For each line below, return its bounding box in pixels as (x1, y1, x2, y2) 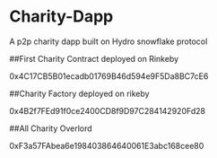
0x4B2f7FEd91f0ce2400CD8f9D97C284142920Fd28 (9, 105, 206, 116)
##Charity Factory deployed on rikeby (9, 88, 150, 99)
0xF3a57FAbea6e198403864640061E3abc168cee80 (9, 140, 204, 151)
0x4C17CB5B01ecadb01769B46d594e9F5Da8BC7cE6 (9, 70, 209, 82)
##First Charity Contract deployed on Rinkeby (9, 53, 179, 64)
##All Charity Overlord (9, 123, 92, 134)
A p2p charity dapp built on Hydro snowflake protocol (9, 36, 208, 47)
